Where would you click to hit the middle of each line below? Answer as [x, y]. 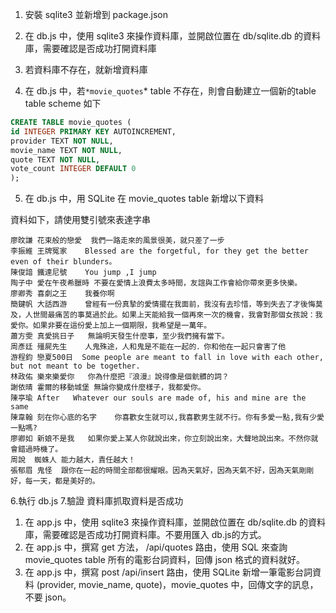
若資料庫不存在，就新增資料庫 [86, 69]
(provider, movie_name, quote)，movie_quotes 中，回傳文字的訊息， [177, 585]
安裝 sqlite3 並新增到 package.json [96, 14]
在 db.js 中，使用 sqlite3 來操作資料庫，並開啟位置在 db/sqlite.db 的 [164, 36]
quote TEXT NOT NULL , [55, 159]
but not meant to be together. [75, 366]
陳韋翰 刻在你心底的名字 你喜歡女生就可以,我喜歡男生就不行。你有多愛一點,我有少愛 [167, 418]
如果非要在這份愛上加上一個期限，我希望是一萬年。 [122, 326]
